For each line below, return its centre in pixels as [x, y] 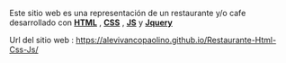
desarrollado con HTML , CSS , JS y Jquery [91, 22]
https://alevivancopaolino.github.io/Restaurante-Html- [176, 40]
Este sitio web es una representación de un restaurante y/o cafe [128, 13]
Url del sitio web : [42, 40]
